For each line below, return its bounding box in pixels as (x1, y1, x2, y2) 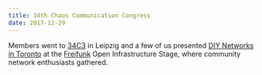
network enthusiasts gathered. (8, 57, 109, 67)
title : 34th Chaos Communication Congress (8, 11, 151, 20)
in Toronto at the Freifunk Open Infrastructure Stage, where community (8, 49, 241, 58)
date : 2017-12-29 (8, 19, 66, 27)
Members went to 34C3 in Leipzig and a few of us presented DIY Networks (8, 40, 254, 50)
